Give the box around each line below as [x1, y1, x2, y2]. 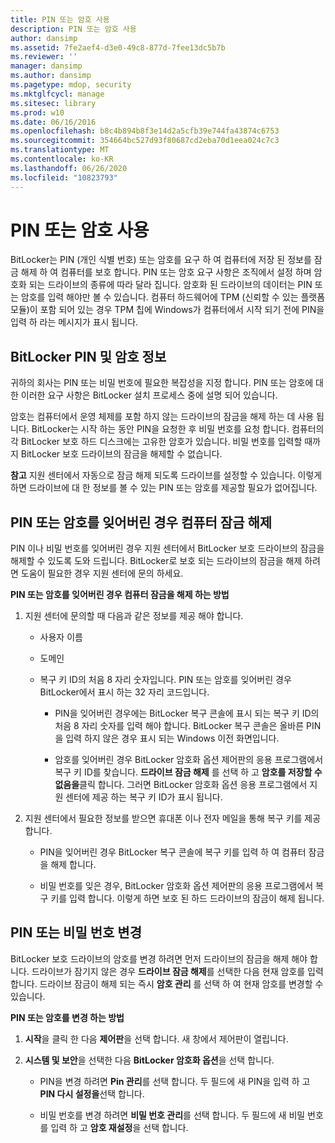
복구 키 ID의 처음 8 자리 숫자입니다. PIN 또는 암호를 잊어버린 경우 [39, 674, 292, 686]
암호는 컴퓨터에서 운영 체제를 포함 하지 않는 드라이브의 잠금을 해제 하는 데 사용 [10, 411, 315, 423]
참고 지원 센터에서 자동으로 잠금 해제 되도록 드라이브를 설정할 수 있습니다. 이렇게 [10, 469, 323, 481]
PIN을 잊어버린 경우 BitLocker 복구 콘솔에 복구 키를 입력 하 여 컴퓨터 [39, 846, 307, 858]
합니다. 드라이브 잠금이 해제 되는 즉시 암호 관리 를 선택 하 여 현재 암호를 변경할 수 [10, 977, 324, 990]
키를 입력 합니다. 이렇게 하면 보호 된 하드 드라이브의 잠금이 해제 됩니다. [50, 892, 325, 905]
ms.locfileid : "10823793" [10, 172, 118, 183]
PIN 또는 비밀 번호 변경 [10, 924, 142, 941]
